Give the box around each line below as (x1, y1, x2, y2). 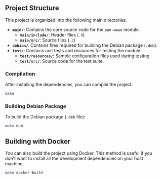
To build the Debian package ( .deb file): (5, 114, 85, 120)
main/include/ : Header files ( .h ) (19, 32, 85, 37)
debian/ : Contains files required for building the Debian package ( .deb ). (12, 42, 158, 48)
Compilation (5, 70, 36, 77)
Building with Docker (5, 137, 71, 145)
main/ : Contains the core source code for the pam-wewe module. (12, 27, 140, 33)
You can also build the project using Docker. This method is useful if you (5, 150, 152, 156)
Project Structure (5, 4, 59, 12)
